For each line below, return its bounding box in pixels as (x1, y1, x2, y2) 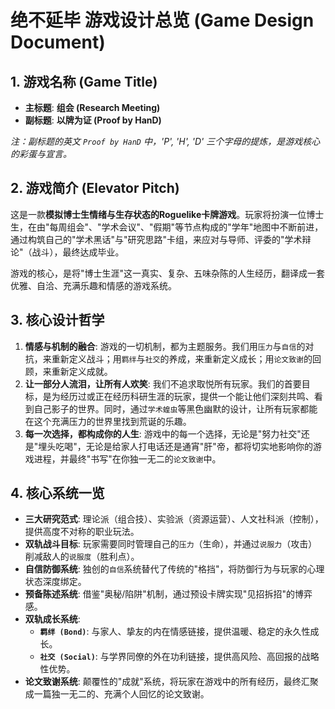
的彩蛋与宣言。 (10, 148, 72, 160)
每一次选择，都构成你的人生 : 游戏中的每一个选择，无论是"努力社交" (24, 427, 302, 440)
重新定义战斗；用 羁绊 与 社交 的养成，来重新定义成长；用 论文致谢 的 (51, 352, 313, 365)
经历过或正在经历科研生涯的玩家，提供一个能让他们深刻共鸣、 (59, 390, 315, 402)
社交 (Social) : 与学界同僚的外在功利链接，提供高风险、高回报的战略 (39, 651, 320, 663)
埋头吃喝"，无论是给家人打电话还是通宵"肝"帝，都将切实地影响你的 (38, 440, 313, 452)
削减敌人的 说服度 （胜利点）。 (24, 551, 140, 563)
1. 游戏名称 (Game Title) (10, 73, 158, 90)
